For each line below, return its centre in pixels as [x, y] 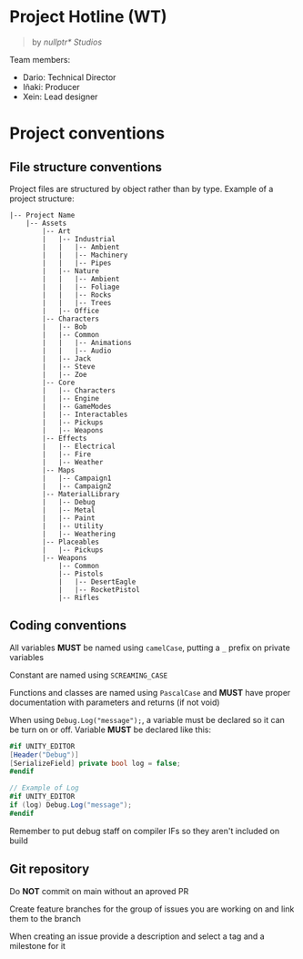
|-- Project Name [42, 215]
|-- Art [56, 231]
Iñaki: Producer [51, 87]
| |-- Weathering [79, 534]
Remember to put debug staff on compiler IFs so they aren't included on [145, 831]
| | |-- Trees [77, 302]
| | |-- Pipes [77, 263]
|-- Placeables [71, 542]
